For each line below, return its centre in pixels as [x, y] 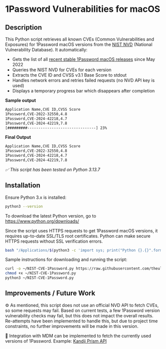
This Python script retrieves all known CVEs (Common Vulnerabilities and [80, 39]
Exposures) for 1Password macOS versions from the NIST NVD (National [79, 44]
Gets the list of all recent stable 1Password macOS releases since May [84, 59]
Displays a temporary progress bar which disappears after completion [83, 91]
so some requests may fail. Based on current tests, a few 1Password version [83, 310]
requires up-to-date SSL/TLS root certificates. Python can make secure [78, 236]
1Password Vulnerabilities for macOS [83, 9]
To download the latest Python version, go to [51, 216]
